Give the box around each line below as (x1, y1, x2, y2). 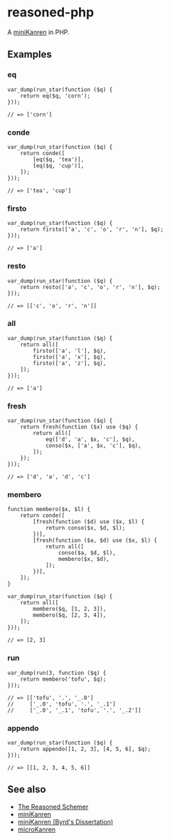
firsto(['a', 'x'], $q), (33, 353, 107, 360)
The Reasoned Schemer (17, 802, 89, 811)
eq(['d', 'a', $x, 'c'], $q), (45, 436, 135, 443)
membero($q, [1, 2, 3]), (33, 606, 107, 613)
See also (7, 784, 46, 796)
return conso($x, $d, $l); (45, 525, 126, 532)
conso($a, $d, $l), (58, 550, 116, 557)
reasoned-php (7, 4, 95, 21)
